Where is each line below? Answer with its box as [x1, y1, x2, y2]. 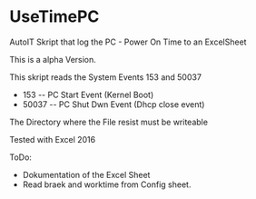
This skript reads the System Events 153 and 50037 [9, 71, 202, 83]
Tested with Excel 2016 [9, 134, 96, 144]
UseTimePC [9, 6, 100, 27]
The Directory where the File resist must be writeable [9, 116, 209, 127]
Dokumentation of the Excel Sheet [22, 169, 151, 180]
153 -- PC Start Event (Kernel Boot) [22, 89, 154, 100]
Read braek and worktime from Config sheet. [22, 179, 192, 190]
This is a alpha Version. [9, 54, 97, 65]
